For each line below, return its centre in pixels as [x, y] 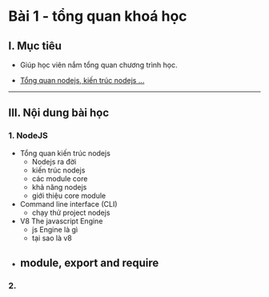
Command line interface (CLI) [68, 204]
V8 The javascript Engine [61, 221]
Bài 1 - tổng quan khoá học [98, 16]
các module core [60, 178]
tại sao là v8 [52, 238]
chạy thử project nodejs [71, 212]
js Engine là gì [55, 229]
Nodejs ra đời [54, 161]
